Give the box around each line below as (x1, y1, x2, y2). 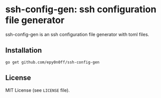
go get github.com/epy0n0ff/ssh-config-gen (5, 60, 100, 65)
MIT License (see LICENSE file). (5, 87, 70, 93)
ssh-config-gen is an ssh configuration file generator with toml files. (5, 31, 150, 37)
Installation (5, 46, 42, 55)
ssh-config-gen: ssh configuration (5, 4, 156, 15)
